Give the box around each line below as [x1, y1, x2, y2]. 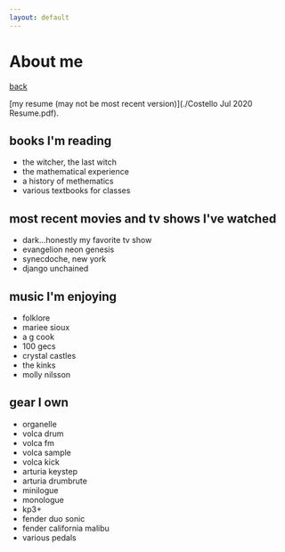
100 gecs [21, 341, 56, 352]
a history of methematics [21, 175, 114, 187]
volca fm [21, 437, 55, 448]
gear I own [9, 395, 69, 410]
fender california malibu [21, 523, 110, 533]
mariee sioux [21, 322, 70, 332]
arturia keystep [21, 466, 78, 476]
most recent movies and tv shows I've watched [9, 211, 277, 226]
